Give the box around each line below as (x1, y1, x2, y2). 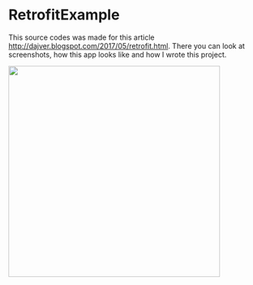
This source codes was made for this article (8, 32, 155, 42)
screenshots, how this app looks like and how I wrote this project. (8, 49, 227, 59)
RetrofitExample (8, 6, 120, 24)
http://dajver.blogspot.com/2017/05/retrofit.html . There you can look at (8, 40, 246, 50)
